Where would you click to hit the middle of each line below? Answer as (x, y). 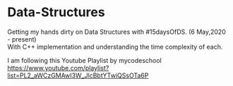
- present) (22, 39)
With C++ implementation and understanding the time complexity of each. (115, 47)
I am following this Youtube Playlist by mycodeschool (85, 60)
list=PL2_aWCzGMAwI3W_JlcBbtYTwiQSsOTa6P (78, 75)
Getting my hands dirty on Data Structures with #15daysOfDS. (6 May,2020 (116, 32)
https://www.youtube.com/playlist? (58, 68)
